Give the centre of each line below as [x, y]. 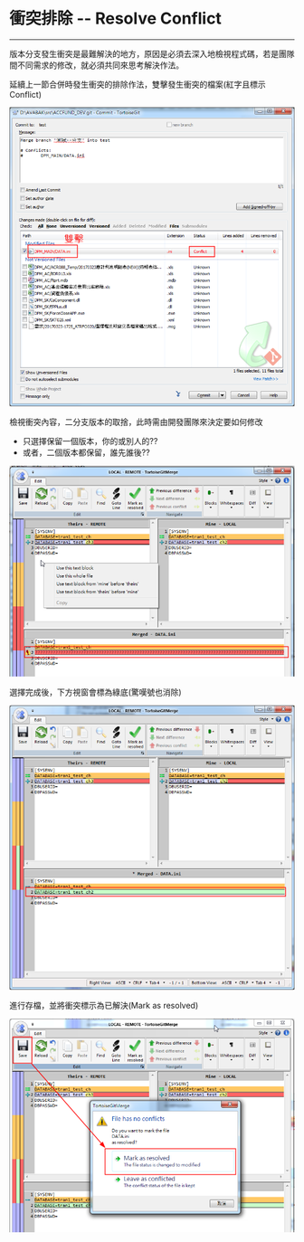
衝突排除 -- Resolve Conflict [115, 19]
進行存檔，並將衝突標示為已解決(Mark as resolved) [104, 1006]
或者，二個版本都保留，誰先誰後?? [86, 452]
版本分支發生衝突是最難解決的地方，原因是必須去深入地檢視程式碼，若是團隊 [152, 53]
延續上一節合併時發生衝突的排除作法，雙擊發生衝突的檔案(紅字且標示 [138, 84]
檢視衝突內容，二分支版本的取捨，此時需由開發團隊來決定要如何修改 [136, 422]
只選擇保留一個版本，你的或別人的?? [90, 441]
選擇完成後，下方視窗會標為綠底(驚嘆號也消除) [96, 692]
